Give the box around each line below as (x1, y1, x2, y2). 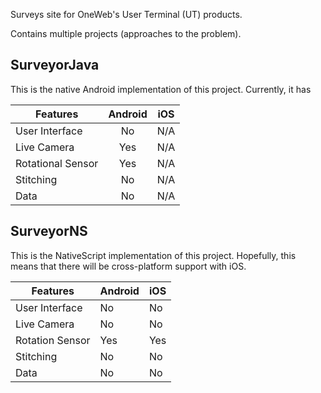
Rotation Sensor (15, 333, 91, 347)
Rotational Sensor (15, 156, 99, 170)
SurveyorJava (10, 57, 100, 74)
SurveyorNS (10, 223, 88, 240)
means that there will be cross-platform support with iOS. (10, 260, 247, 272)
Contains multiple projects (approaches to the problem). (10, 28, 242, 39)
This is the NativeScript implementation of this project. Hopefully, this (10, 249, 297, 261)
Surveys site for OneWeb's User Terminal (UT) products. (10, 9, 243, 20)
